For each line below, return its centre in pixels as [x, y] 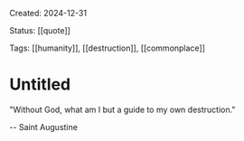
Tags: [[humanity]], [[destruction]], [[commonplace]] [108, 48]
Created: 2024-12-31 [48, 13]
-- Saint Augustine [44, 127]
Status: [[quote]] [40, 30]
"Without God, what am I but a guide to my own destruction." [122, 109]
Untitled [40, 85]
